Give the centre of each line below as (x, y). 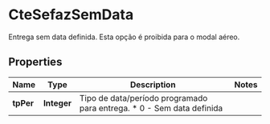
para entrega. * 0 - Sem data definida (151, 108)
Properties (35, 62)
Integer (57, 103)
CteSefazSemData (71, 15)
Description (153, 84)
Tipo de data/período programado (143, 98)
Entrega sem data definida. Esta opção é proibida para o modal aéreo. (124, 37)
